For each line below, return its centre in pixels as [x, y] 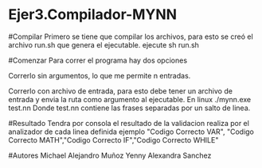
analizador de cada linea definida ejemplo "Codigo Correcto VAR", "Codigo [131, 132]
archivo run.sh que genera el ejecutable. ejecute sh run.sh [104, 44]
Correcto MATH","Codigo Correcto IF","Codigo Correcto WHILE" [113, 139]
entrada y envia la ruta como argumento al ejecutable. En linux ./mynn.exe [130, 99]
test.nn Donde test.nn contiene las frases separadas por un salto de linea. [129, 108]
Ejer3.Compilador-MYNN [93, 15]
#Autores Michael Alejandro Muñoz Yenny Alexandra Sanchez [110, 155]
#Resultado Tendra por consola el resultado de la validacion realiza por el [129, 123]
